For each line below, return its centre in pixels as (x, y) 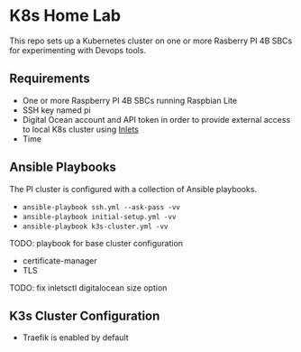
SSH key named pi (57, 110)
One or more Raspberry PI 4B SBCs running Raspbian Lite (130, 100)
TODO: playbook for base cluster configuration (96, 243)
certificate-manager (59, 260)
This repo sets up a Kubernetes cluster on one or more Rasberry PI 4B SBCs (151, 41)
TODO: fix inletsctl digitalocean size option (88, 287)
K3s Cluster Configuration (85, 315)
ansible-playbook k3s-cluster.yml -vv (95, 227)
